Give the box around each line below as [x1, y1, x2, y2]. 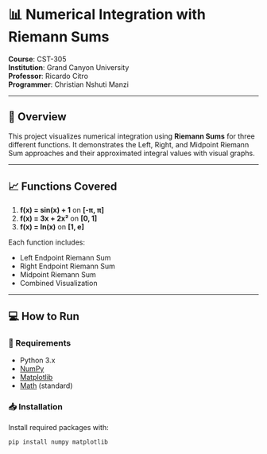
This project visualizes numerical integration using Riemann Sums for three [8, 131, 256, 141]
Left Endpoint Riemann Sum [19, 252, 111, 262]
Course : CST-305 [8, 54, 67, 64]
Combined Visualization [19, 278, 98, 288]
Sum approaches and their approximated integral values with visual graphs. [8, 148, 256, 158]
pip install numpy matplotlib [8, 438, 109, 446]
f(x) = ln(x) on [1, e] [19, 221, 85, 231]
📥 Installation [8, 401, 64, 413]
